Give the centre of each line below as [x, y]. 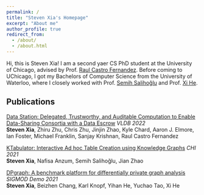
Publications [31, 102]
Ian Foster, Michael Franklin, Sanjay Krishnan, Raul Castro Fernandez [93, 136]
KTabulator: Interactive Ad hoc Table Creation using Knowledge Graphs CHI [101, 147]
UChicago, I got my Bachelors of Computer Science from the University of [100, 76]
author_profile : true [34, 29]
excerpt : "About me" [33, 23]
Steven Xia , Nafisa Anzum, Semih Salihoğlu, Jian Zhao [75, 161]
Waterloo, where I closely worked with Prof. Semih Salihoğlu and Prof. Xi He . [102, 82]
